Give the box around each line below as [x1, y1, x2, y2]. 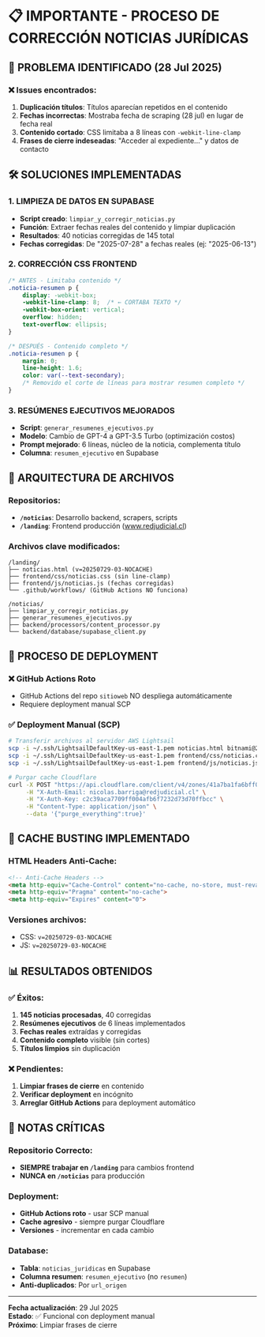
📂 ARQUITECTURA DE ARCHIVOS [8, 471, 175, 484]
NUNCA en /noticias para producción [19, 1171, 145, 1181]
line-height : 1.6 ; [22, 364, 83, 372]
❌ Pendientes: [8, 1064, 64, 1075]
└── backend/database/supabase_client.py [8, 628, 147, 636]
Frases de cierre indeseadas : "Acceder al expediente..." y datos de [19, 136, 239, 145]
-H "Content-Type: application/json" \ [25, 803, 157, 811]
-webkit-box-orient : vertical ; [22, 306, 125, 314]
